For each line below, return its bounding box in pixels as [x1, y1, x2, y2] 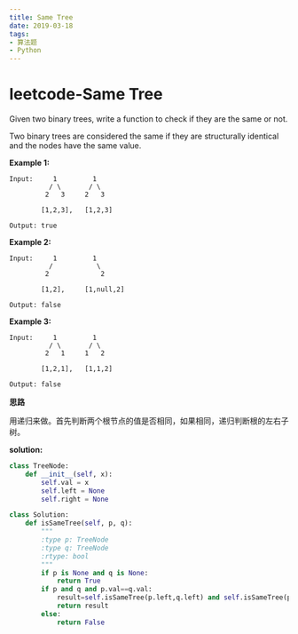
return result [56, 601, 109, 611]
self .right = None [41, 495, 109, 503]
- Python [9, 46, 42, 55]
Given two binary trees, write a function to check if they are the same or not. [9, 114, 288, 124]
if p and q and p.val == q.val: [41, 585, 153, 594]
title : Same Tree [9, 12, 74, 22]
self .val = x [41, 478, 90, 487]
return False [56, 618, 105, 627]
